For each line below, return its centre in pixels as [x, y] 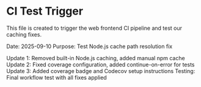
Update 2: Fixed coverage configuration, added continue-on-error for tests [100, 64]
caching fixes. [24, 34]
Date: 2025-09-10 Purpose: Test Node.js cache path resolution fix [90, 46]
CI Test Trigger [45, 11]
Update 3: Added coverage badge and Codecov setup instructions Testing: [101, 71]
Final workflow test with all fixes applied [57, 77]
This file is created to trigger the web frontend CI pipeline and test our [94, 28]
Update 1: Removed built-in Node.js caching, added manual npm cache [96, 58]
